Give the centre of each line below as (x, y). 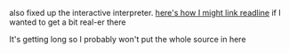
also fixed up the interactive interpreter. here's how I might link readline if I (145, 13)
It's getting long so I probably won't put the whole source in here (128, 39)
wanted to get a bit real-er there (68, 22)
